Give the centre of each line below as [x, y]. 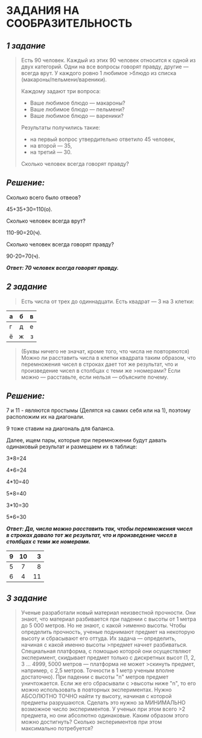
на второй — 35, [51, 145]
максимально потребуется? [57, 728]
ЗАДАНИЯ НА [43, 11]
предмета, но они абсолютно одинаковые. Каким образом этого [105, 716]
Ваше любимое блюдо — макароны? [77, 103]
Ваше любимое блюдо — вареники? [77, 116]
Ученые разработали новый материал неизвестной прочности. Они [108, 613]
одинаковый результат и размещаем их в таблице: [72, 447]
